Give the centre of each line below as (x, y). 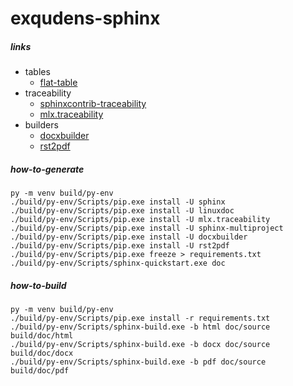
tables (37, 72)
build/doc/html (42, 336)
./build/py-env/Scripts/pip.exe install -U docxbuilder (129, 237)
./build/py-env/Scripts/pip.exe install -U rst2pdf (120, 246)
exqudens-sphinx (85, 18)
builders (41, 125)
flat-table (58, 83)
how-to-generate (47, 169)
